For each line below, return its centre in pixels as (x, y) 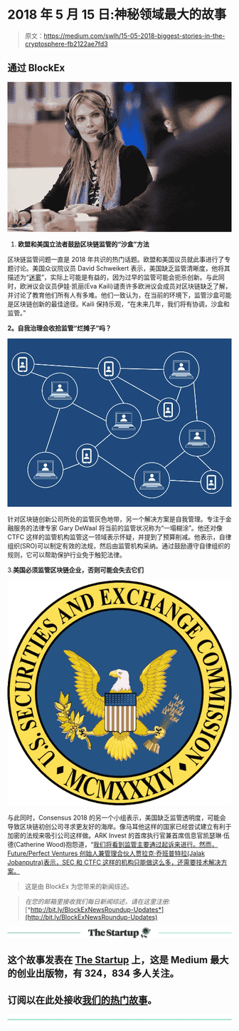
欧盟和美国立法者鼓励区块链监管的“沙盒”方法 (83, 244)
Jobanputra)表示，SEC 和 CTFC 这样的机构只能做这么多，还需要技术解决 (115, 862)
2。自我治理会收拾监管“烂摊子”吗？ (59, 328)
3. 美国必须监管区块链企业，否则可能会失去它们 (76, 570)
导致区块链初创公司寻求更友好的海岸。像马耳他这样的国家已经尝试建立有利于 (119, 826)
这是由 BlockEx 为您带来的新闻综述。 (79, 886)
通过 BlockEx (36, 68)
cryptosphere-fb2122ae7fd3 (66, 44)
